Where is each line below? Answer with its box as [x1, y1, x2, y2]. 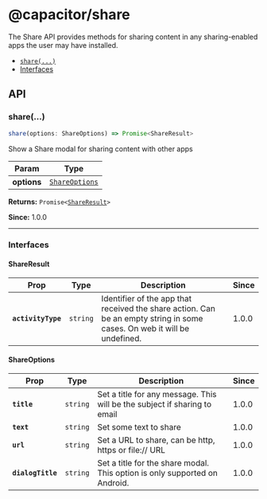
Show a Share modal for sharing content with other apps [8, 143, 193, 153]
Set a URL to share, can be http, [97, 434, 216, 446]
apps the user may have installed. [8, 40, 118, 49]
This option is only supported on [97, 467, 219, 478]
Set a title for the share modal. [97, 457, 209, 468]
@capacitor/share [8, 6, 131, 24]
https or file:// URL [97, 444, 165, 455]
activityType [12, 313, 62, 323]
